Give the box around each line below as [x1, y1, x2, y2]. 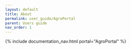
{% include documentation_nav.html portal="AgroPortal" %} [5, 38, 127, 44]
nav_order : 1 [5, 25, 32, 30]
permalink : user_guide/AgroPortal [5, 16, 76, 21]
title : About [5, 12, 32, 16]
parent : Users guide [5, 20, 48, 26]
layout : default [5, 7, 38, 12]
